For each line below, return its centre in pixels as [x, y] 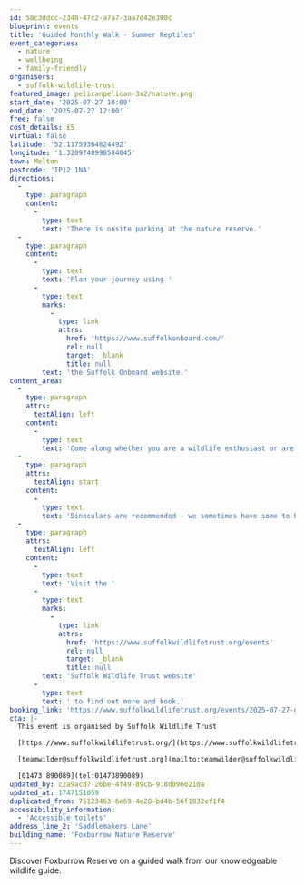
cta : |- [24, 718]
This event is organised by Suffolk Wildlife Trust [118, 727]
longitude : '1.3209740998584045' [73, 152]
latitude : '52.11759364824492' [69, 144]
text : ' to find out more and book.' [113, 701]
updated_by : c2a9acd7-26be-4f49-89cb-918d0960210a [107, 784]
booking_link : [36, 710]
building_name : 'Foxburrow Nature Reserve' [93, 835]
